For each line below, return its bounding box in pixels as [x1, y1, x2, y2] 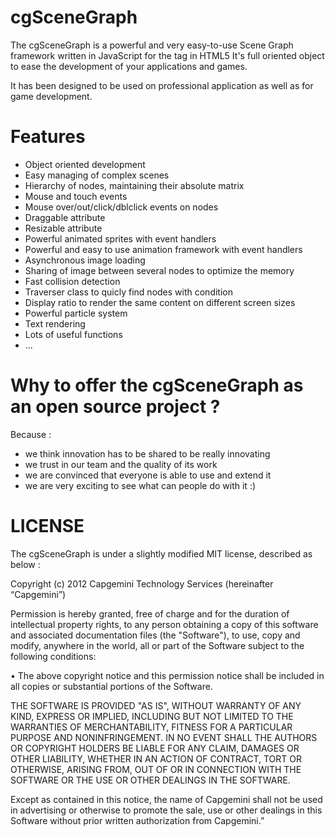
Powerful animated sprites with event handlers [24, 232, 217, 245]
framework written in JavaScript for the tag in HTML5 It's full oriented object [10, 49, 325, 61]
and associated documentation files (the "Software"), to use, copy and [10, 629, 301, 641]
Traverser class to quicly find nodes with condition [24, 286, 233, 298]
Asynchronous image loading [24, 254, 146, 266]
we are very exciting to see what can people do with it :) [24, 479, 257, 491]
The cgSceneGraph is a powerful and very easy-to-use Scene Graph [10, 39, 294, 51]
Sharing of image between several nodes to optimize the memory [24, 264, 295, 276]
